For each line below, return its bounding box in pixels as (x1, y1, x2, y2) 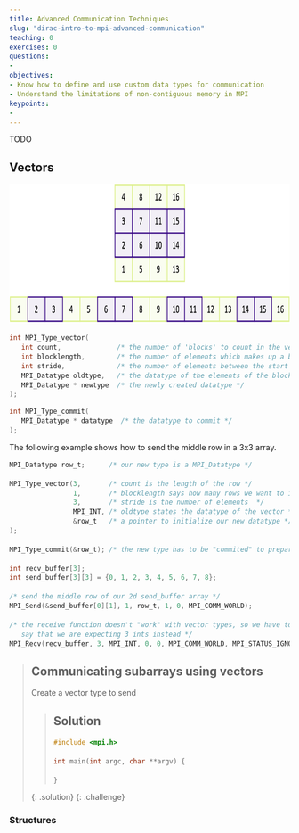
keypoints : (9, 99, 50, 108)
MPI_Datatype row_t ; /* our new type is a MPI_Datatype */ (9, 460, 253, 469)
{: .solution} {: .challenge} (30, 792, 125, 803)
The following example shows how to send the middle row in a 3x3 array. (9, 441, 277, 452)
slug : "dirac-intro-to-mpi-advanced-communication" (9, 23, 205, 33)
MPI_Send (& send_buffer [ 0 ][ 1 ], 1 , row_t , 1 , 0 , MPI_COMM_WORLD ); (9, 602, 253, 611)
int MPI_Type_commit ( (9, 407, 90, 416)
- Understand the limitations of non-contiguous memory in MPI (9, 89, 249, 98)
